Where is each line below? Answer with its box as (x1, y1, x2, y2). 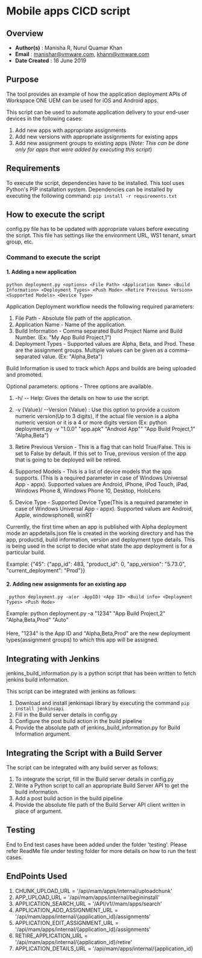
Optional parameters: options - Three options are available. (6, 383, 153, 390)
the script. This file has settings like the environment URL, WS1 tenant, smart (6, 232, 196, 239)
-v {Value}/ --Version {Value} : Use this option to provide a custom (14, 405, 180, 413)
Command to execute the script (6, 253, 101, 261)
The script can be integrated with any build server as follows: (6, 763, 159, 771)
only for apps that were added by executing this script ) (14, 146, 153, 153)
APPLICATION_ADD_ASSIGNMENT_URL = (14, 906, 119, 913)
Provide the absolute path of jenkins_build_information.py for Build (14, 724, 180, 731)
